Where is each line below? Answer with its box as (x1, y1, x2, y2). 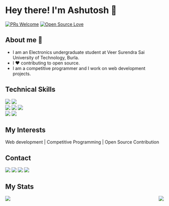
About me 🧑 (5, 36, 43, 44)
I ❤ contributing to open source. (12, 60, 80, 66)
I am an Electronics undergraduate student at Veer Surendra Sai (12, 49, 145, 55)
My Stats (5, 182, 34, 191)
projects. (12, 71, 31, 77)
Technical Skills (5, 85, 56, 94)
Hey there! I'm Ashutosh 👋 (5, 5, 117, 16)
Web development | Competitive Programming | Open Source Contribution (5, 139, 159, 145)
